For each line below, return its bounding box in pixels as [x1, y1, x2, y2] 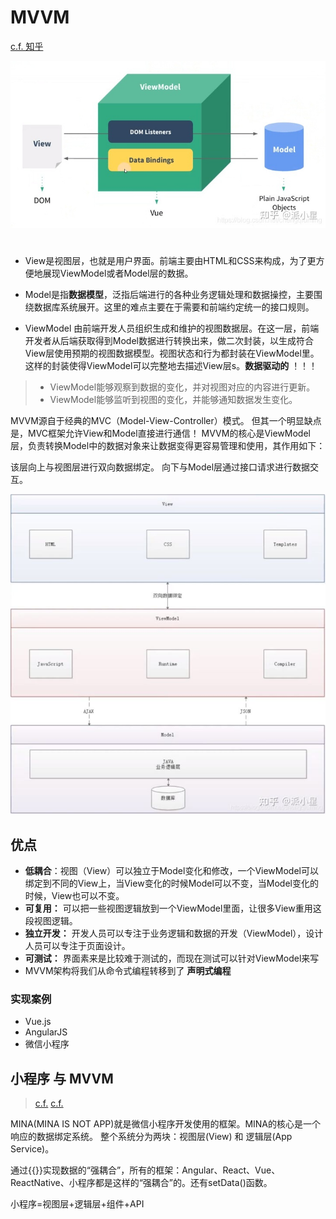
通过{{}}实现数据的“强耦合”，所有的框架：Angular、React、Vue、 [10, 1164, 281, 1176]
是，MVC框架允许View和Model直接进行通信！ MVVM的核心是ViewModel [10, 427, 311, 439]
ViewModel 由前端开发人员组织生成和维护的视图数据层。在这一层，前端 [24, 322, 320, 334]
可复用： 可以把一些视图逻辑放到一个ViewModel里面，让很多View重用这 [24, 902, 322, 914]
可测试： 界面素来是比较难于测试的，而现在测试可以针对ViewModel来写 [24, 952, 320, 964]
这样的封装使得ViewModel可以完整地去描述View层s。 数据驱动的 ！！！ [24, 359, 318, 371]
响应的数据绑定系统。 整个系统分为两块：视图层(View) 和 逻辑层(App [10, 1131, 293, 1143]
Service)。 [10, 1143, 55, 1155]
